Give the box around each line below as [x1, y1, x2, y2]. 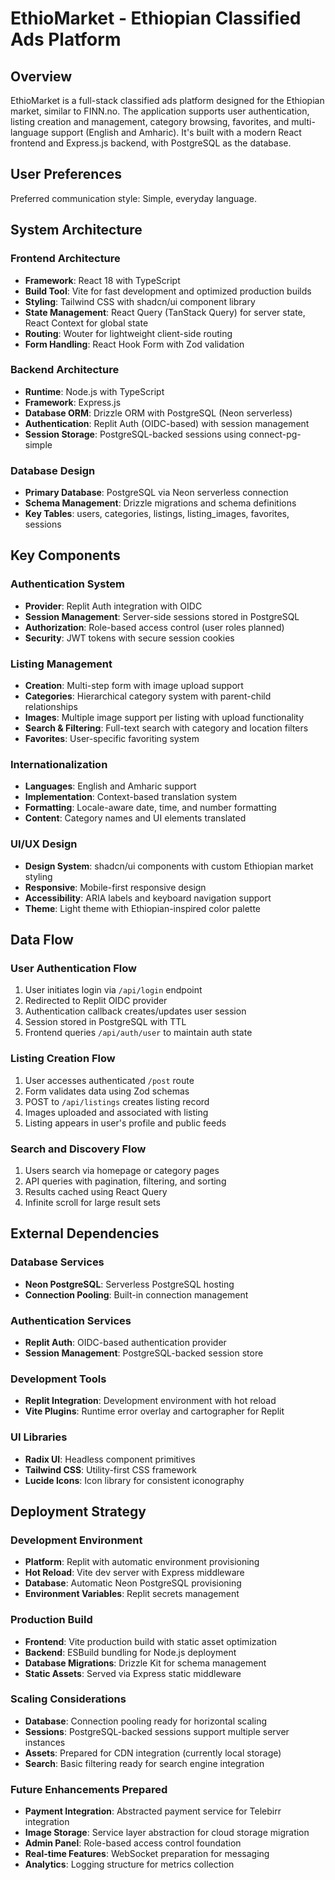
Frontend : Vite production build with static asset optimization [24, 1635, 278, 1647]
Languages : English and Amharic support [24, 780, 197, 792]
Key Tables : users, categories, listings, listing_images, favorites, [24, 508, 290, 520]
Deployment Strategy [10, 1503, 147, 1520]
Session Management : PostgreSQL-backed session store [24, 1347, 264, 1359]
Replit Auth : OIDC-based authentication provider [24, 1336, 227, 1348]
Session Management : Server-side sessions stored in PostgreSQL [24, 610, 300, 622]
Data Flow [10, 932, 74, 949]
